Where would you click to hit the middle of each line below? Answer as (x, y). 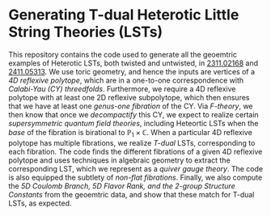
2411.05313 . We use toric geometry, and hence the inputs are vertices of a (132, 71)
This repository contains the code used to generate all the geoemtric (123, 54)
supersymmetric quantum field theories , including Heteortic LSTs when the (133, 123)
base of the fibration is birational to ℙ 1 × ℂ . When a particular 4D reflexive (130, 133)
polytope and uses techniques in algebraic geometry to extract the (119, 160)
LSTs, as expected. (40, 203)
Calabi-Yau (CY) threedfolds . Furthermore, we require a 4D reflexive (122, 89)
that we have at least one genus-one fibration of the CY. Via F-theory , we (131, 106)
